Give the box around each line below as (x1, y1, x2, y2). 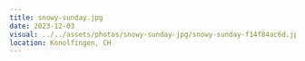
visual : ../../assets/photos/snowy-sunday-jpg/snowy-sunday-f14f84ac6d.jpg (9, 30, 302, 39)
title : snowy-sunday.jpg (9, 13, 103, 22)
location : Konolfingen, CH (9, 38, 112, 48)
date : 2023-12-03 (9, 22, 75, 30)
